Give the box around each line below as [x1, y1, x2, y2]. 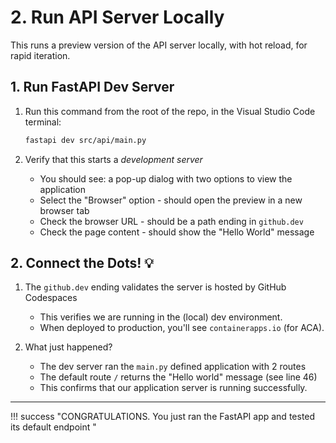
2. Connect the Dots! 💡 [10, 255, 155, 272]
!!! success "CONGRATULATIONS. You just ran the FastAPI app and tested [10, 411, 316, 423]
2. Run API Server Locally [10, 6, 225, 29]
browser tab [39, 204, 90, 216]
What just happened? [24, 341, 113, 353]
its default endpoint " [10, 421, 97, 433]
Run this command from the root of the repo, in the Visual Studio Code [24, 105, 316, 117]
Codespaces [24, 292, 78, 304]
